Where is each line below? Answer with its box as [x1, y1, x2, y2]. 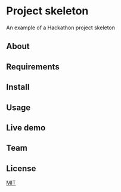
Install [6, 82, 30, 92]
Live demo [6, 123, 46, 133]
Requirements [6, 62, 60, 72]
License [6, 163, 36, 173]
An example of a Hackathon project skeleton [6, 24, 115, 31]
